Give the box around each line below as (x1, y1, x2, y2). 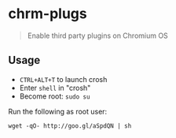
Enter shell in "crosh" (19, 83, 91, 92)
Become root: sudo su (19, 91, 90, 101)
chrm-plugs (8, 5, 88, 23)
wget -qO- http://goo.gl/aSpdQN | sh (8, 121, 132, 130)
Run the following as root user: (8, 106, 108, 116)
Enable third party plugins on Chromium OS (27, 31, 169, 40)
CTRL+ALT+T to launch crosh (19, 74, 108, 84)
